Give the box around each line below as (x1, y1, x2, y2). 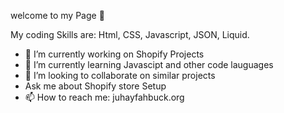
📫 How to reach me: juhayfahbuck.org (24, 91, 185, 103)
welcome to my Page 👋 (10, 10, 105, 21)
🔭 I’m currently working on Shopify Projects (24, 48, 205, 60)
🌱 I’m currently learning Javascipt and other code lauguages (24, 59, 274, 70)
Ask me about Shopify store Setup (24, 80, 167, 92)
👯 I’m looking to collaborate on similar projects (24, 70, 216, 81)
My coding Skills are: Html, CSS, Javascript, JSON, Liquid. (10, 29, 250, 40)
